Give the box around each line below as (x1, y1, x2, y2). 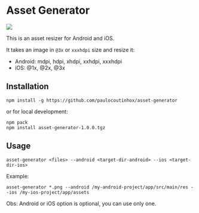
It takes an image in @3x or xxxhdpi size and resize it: (6, 46, 135, 53)
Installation (6, 81, 49, 92)
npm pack (6, 119, 28, 126)
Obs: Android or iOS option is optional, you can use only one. (6, 200, 157, 207)
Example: (6, 172, 29, 179)
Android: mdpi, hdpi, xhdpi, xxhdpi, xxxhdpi (14, 57, 123, 65)
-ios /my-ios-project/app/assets (6, 189, 90, 195)
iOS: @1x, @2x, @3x (14, 64, 66, 71)
